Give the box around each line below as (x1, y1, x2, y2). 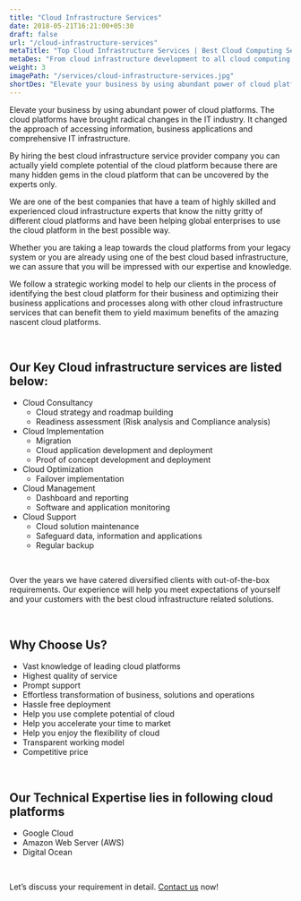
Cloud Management (21, 483, 96, 493)
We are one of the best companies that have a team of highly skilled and (9, 196, 276, 207)
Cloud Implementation (21, 426, 105, 437)
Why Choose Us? (9, 637, 107, 652)
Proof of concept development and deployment (35, 454, 211, 466)
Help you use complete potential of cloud (21, 708, 175, 719)
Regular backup (35, 540, 94, 551)
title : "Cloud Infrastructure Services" (9, 13, 163, 22)
